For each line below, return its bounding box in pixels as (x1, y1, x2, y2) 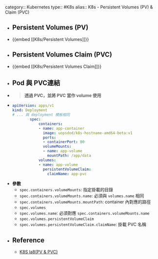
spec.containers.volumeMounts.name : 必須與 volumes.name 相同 (19, 193, 144, 199)
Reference (12, 236, 45, 244)
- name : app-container (38, 126, 85, 131)
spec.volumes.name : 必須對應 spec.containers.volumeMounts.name (19, 210, 150, 216)
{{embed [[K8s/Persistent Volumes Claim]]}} (12, 63, 101, 69)
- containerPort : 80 (43, 139, 85, 144)
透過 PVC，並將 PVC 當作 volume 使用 (24, 93, 101, 99)
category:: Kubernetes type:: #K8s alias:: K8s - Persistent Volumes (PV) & (5, 4, 153, 10)
